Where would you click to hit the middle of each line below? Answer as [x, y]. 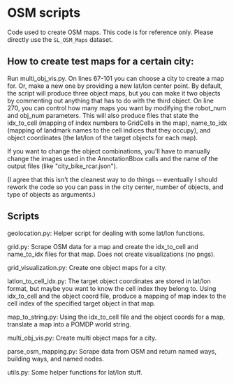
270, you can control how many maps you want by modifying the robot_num [117, 108]
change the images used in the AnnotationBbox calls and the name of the [113, 158]
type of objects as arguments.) [51, 194]
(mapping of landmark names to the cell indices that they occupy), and [109, 130]
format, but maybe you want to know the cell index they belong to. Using [112, 288]
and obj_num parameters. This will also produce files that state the [103, 115]
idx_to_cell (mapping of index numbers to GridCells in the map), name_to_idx [117, 123]
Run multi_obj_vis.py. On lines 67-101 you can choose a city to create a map [116, 78]
